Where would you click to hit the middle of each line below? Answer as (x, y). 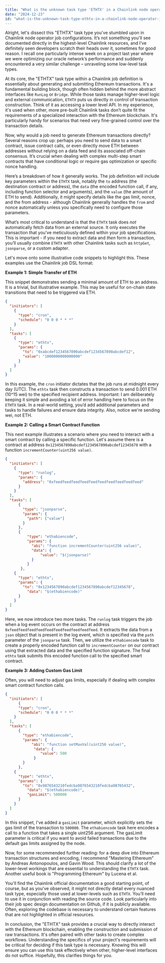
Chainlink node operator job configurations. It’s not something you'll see (78, 38)
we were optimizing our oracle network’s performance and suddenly (74, 59)
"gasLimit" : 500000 (47, 795)
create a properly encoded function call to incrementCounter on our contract (82, 645)
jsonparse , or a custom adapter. (37, 248)
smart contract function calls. (35, 685)
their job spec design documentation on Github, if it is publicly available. (78, 904)
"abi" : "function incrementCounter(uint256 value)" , (86, 546)
